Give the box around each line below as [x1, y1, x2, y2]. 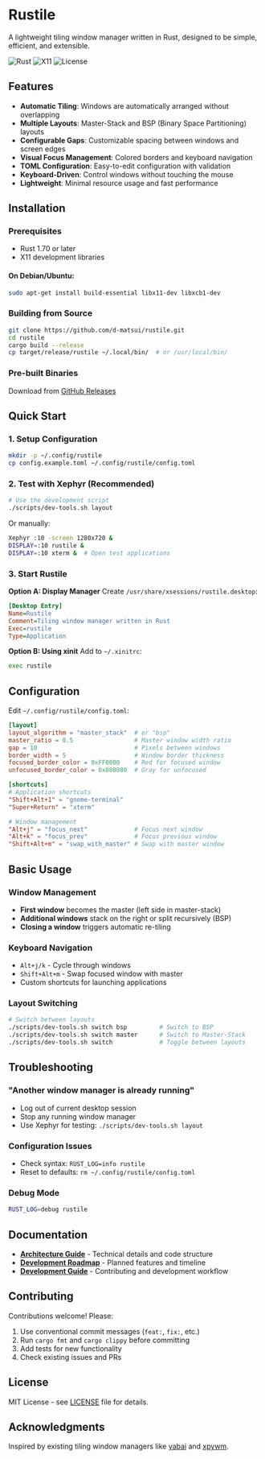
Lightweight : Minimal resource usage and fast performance [19, 178, 218, 188]
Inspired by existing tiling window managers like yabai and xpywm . [8, 1441, 229, 1451]
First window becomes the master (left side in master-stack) [19, 904, 222, 915]
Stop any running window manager [19, 1111, 137, 1121]
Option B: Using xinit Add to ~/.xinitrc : [8, 647, 142, 656]
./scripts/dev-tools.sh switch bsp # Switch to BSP [8, 1023, 214, 1031]
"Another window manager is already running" [8, 1085, 195, 1096]
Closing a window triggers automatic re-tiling [19, 922, 171, 932]
